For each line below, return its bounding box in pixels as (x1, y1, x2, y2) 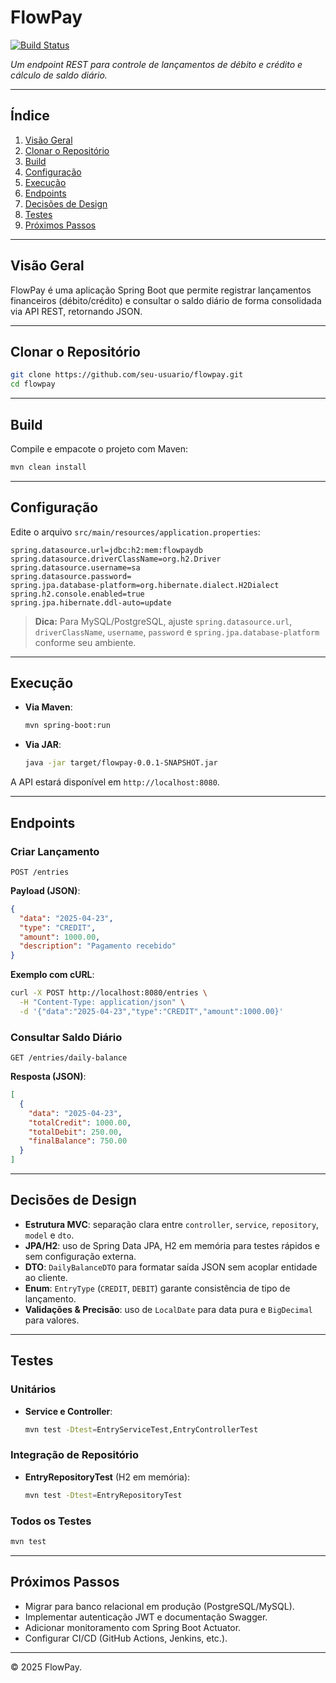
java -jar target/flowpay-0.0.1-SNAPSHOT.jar (24, 758, 218, 768)
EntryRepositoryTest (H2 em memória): (24, 1471, 191, 1483)
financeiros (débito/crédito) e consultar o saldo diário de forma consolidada (10, 294, 322, 306)
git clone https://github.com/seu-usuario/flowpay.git (10, 370, 244, 380)
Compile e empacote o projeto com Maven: (10, 442, 188, 455)
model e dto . (24, 1229, 75, 1241)
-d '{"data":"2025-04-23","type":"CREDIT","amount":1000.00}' (19, 1006, 284, 1016)
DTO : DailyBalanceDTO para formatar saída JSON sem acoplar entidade (24, 1261, 318, 1273)
